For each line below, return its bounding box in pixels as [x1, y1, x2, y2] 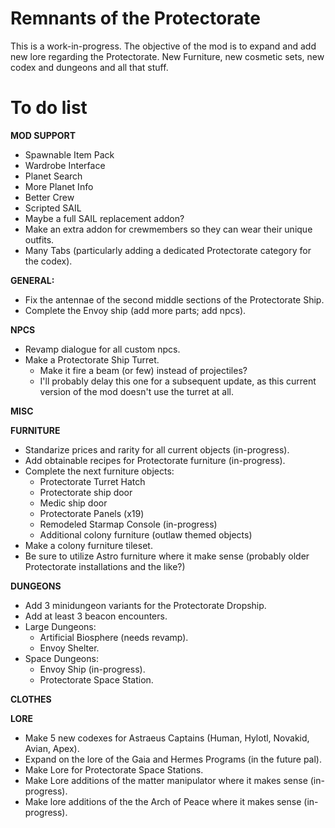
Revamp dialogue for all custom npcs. [24, 343, 181, 355]
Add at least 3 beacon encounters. [24, 610, 168, 622]
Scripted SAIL [24, 202, 82, 214]
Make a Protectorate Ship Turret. [24, 353, 160, 366]
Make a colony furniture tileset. [24, 539, 153, 551]
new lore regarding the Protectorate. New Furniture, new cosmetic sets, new [10, 50, 325, 62]
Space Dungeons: [24, 652, 99, 664]
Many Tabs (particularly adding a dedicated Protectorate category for [24, 244, 312, 256]
